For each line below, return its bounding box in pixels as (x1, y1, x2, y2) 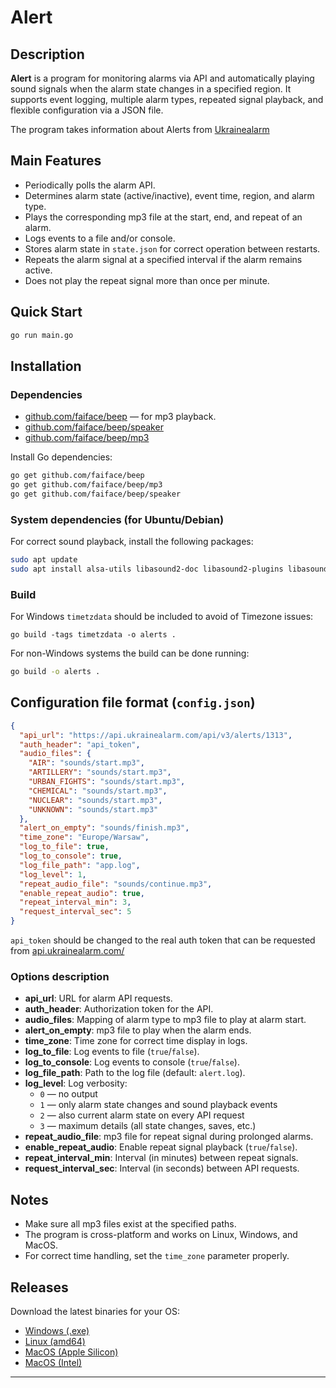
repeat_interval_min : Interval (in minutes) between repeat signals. (24, 1152, 299, 1164)
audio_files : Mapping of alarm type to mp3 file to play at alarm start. (24, 1014, 307, 1026)
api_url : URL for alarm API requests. (24, 992, 173, 1005)
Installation (10, 357, 82, 375)
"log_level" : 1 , (19, 869, 87, 880)
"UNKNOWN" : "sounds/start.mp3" (28, 804, 159, 815)
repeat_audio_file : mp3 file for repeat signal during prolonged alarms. (24, 1131, 314, 1143)
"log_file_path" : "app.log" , (19, 860, 141, 870)
